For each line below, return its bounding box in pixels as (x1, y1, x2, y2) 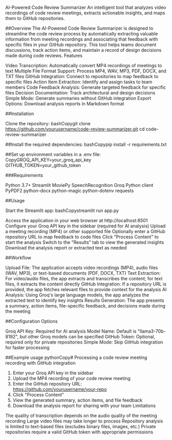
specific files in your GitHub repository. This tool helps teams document (5, 42, 157, 48)
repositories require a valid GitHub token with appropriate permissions (5, 429, 154, 435)
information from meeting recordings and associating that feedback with (5, 36, 158, 42)
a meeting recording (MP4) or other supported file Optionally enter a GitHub (5, 228, 165, 234)
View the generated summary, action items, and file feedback (12, 397, 142, 403)
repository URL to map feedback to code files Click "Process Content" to (5, 234, 159, 240)
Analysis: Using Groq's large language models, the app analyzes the (5, 292, 149, 298)
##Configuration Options (5, 318, 58, 324)
